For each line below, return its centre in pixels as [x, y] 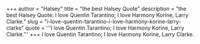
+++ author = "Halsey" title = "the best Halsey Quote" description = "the [96, 9]
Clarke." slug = [25, 21]
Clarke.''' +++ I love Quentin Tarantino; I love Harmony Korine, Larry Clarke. [100, 34]
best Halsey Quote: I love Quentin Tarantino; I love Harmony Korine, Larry [98, 15]
